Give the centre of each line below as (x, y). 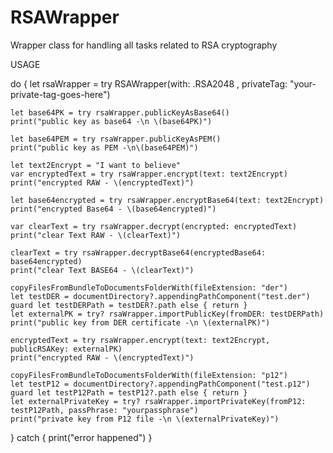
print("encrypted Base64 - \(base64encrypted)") (113, 209)
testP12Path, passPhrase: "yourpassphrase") (104, 410)
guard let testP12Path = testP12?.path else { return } (129, 392)
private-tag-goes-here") (60, 94)
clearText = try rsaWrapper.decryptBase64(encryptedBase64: (138, 252)
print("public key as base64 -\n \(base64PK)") (111, 121)
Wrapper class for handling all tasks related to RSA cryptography (144, 45)
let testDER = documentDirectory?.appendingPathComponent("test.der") (160, 296)
